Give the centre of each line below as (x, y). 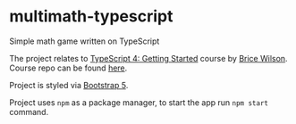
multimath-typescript (91, 17)
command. (29, 112)
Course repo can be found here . (68, 68)
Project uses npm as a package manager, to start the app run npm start (139, 102)
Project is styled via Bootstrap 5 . (69, 85)
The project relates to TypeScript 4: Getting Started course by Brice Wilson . (148, 58)
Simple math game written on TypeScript (85, 41)
